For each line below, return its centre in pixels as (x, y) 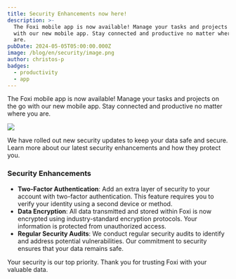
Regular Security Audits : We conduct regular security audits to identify (121, 233)
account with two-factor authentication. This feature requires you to (116, 196)
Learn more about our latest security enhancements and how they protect (114, 148)
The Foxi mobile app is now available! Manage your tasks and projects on (113, 99)
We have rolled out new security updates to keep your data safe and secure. (118, 140)
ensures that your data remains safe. (71, 248)
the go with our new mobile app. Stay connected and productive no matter (115, 107)
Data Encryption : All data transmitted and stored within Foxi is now (114, 211)
